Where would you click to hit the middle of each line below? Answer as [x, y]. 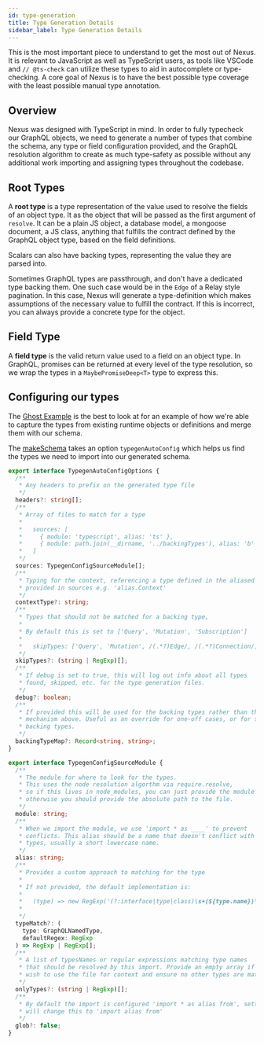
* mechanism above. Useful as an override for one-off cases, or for [135, 719]
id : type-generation [42, 15]
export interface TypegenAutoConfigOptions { [84, 471]
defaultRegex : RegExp [57, 938]
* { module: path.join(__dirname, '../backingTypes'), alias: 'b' [137, 544]
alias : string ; [40, 858]
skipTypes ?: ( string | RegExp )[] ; [71, 661]
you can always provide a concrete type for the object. [97, 312]
